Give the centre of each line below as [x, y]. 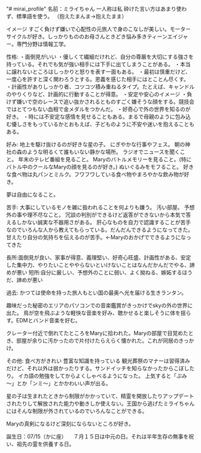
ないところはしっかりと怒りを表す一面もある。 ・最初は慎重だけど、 [106, 72]
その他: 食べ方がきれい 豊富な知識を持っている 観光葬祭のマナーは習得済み [98, 361]
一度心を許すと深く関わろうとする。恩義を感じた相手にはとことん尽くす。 [98, 79]
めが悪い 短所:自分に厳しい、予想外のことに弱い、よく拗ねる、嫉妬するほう [99, 272]
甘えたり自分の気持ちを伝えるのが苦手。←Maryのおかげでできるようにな [96, 237]
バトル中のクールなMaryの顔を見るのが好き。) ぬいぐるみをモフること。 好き [100, 167]
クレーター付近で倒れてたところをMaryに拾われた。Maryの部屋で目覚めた [97, 333]
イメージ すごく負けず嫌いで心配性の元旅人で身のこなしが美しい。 [88, 29]
